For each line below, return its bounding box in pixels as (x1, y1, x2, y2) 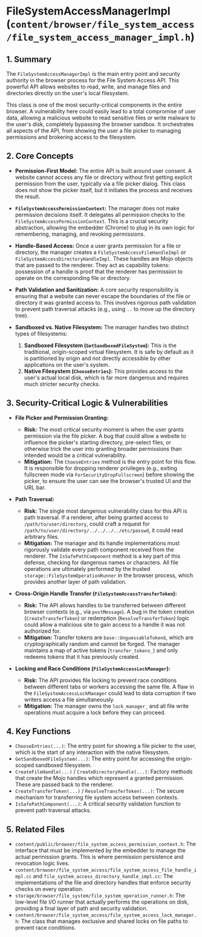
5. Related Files (6, 824, 65, 835)
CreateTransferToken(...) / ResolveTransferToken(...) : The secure (15, 787, 184, 795)
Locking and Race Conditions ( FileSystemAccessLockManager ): (15, 665, 171, 672)
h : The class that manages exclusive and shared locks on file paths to (15, 918, 189, 925)
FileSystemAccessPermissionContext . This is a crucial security (15, 217, 169, 225)
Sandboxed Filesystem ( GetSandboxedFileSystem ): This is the (24, 341, 177, 349)
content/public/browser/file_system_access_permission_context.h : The (15, 841, 197, 848)
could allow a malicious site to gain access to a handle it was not (24, 621, 186, 628)
